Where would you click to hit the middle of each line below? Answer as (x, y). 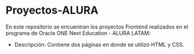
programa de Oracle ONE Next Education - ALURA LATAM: (78, 33)
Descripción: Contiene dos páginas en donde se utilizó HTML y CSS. (99, 45)
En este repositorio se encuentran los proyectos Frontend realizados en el (97, 27)
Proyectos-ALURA (52, 10)
